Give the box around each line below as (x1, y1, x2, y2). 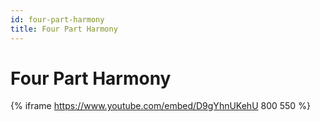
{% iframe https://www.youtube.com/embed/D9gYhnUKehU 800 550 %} (10, 100, 311, 112)
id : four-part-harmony (10, 14, 105, 25)
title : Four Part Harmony (10, 24, 118, 34)
